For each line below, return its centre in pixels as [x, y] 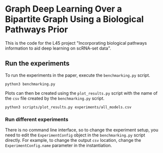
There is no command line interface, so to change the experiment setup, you [82, 130]
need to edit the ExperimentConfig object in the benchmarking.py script [75, 135]
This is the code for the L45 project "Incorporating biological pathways [76, 43]
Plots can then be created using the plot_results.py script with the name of [81, 93]
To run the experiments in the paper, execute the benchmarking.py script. [78, 75]
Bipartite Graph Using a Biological [74, 19]
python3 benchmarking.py [30, 84]
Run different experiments [37, 119]
